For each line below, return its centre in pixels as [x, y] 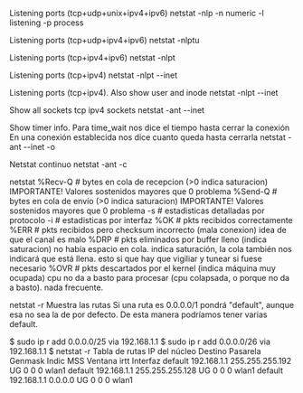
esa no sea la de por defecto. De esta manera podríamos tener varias [138, 314]
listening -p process [47, 23]
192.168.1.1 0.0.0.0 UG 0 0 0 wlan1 [71, 380]
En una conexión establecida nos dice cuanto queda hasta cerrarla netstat [148, 137]
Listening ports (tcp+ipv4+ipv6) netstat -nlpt [93, 57]
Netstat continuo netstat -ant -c [68, 164]
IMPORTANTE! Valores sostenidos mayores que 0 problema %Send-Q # [143, 192]
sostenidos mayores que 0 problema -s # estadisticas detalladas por [137, 211]
